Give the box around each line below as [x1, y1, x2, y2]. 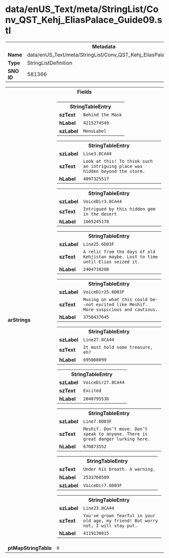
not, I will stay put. [82, 523, 137, 528]
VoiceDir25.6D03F [82, 289, 125, 295]
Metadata [92, 43, 116, 50]
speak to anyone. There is [82, 431, 148, 437]
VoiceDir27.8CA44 [82, 380, 125, 385]
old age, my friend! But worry [82, 518, 158, 523]
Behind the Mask [82, 112, 122, 118]
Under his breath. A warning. [82, 466, 156, 472]
